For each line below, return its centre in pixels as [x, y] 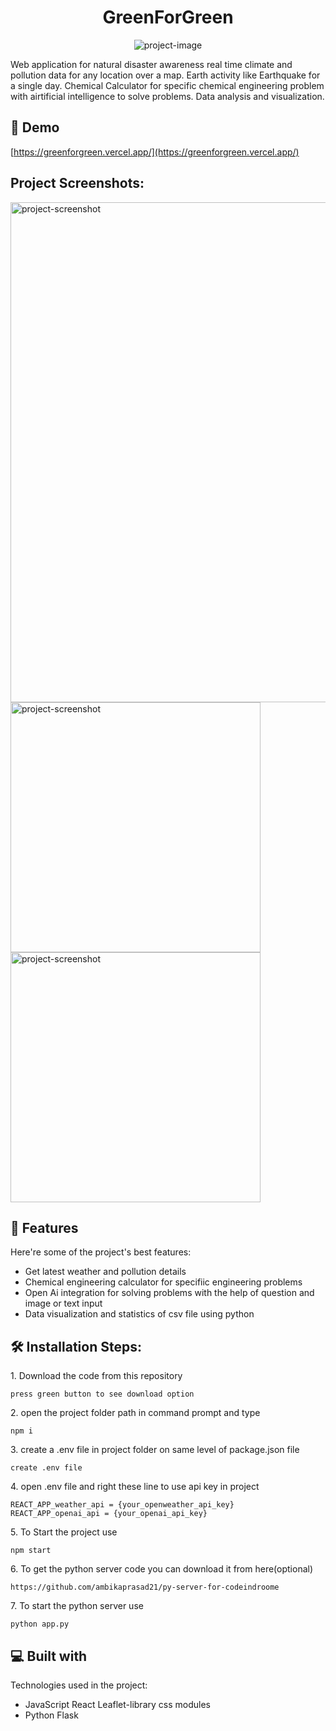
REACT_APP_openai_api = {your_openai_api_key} [109, 1514]
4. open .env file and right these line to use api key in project [135, 1487]
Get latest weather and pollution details [105, 1272]
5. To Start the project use [64, 1532]
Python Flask [51, 1715]
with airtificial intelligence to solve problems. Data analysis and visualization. [167, 96]
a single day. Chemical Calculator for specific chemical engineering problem [167, 85]
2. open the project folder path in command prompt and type [135, 1413]
